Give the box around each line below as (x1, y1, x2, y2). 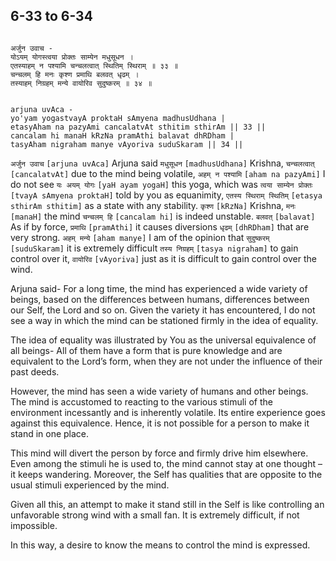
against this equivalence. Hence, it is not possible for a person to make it (10, 417, 310, 429)
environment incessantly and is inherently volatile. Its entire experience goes (10, 406, 326, 418)
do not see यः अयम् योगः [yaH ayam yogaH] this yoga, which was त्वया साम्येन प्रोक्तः (10, 178, 313, 190)
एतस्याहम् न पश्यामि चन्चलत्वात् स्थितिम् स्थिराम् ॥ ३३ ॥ (10, 60, 179, 71)
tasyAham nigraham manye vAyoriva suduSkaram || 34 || (10, 139, 244, 149)
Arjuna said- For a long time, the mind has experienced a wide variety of (10, 282, 308, 294)
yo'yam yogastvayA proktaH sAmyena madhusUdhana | (10, 113, 226, 123)
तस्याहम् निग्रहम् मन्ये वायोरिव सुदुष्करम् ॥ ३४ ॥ (10, 78, 153, 88)
